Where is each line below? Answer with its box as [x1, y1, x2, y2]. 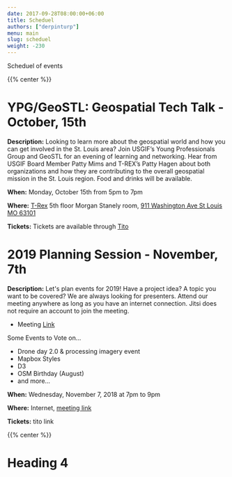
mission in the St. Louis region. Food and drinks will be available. [7, 174, 193, 182]
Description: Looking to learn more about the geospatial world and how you [7, 137, 226, 146]
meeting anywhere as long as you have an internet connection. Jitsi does [7, 299, 217, 307]
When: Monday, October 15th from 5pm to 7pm [7, 187, 143, 196]
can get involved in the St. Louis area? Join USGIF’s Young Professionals [7, 144, 215, 153]
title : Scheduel [7, 17, 54, 24]
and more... [17, 377, 51, 385]
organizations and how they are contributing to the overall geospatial [7, 166, 205, 175]
